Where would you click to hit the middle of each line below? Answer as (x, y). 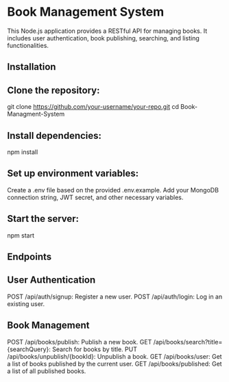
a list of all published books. (47, 371)
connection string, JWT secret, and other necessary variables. (95, 197)
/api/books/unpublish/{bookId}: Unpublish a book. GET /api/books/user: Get (114, 356)
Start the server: (43, 219)
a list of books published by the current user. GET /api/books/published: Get (114, 364)
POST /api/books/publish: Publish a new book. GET (80, 342)
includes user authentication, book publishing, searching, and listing (104, 38)
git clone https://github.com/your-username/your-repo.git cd (93, 107)
